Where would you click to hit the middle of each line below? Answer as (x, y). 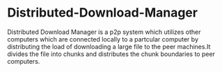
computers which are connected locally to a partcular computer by (103, 39)
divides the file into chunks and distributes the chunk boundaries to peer (111, 54)
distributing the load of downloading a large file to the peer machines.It (109, 46)
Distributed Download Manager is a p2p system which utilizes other (104, 32)
